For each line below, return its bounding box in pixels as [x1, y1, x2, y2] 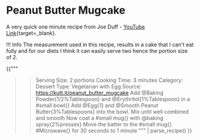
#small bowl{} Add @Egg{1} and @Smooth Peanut [35, 101, 159, 109]
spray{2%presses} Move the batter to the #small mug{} [35, 120, 172, 128]
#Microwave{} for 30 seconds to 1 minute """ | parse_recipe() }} [35, 127, 192, 134]
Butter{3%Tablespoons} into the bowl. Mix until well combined [35, 108, 189, 115]
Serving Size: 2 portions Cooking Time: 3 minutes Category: [35, 77, 183, 84]
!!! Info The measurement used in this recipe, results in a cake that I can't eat [6, 41, 194, 48]
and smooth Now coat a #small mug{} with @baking [35, 114, 164, 122]
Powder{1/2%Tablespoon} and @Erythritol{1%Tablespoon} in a [35, 96, 190, 103]
